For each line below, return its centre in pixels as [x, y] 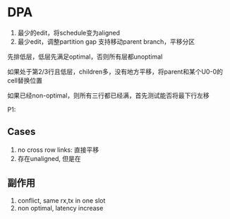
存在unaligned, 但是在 [49, 158]
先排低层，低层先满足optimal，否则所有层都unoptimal [85, 57]
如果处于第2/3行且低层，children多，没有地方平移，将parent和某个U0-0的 [115, 71]
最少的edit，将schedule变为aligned [68, 32]
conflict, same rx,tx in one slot [61, 200]
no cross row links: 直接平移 [58, 150]
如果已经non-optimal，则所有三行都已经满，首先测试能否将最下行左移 [108, 95]
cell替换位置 [25, 80]
